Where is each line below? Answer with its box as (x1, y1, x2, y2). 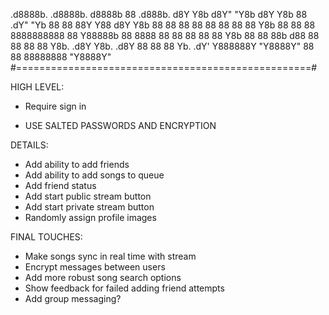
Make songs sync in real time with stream (24, 250, 197, 262)
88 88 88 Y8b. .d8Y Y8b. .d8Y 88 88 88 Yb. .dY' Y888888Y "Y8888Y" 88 (10, 40, 315, 52)
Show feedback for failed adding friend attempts (24, 282, 225, 294)
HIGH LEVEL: (10, 81, 65, 93)
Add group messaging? (24, 293, 122, 304)
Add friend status (24, 180, 97, 191)
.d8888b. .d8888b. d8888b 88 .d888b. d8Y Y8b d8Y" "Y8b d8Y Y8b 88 (10, 9, 308, 20)
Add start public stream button (24, 190, 152, 202)
